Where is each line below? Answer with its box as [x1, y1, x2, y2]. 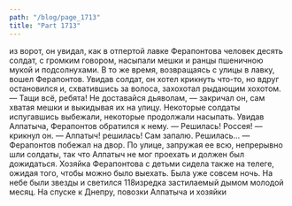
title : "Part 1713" [9, 21, 81, 30]
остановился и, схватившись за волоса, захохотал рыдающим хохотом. [9, 83, 281, 94]
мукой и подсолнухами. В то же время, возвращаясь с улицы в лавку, [9, 64, 275, 75]
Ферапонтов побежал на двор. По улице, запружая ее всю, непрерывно [9, 139, 283, 150]
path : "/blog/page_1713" [9, 12, 101, 22]
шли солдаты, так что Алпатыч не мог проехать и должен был [9, 149, 245, 159]
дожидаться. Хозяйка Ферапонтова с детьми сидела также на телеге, [9, 158, 274, 169]
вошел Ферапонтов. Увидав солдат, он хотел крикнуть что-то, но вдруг [9, 73, 280, 84]
